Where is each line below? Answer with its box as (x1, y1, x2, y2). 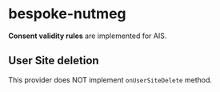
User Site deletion (8, 54, 99, 67)
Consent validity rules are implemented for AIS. (8, 31, 167, 40)
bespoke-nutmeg (8, 5, 126, 23)
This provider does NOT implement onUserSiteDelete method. (8, 75, 213, 84)
